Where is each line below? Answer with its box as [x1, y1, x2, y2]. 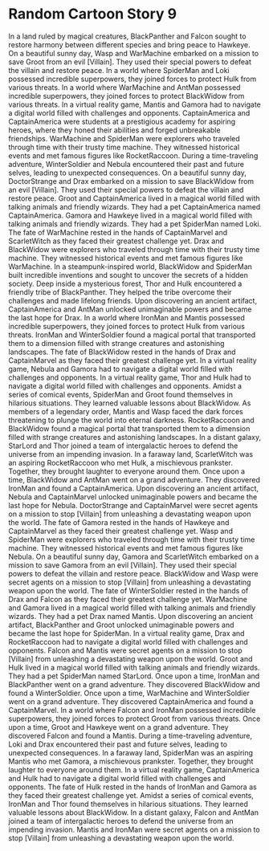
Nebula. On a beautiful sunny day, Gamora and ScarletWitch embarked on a [8, 552, 259, 561]
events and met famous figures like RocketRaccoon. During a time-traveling [8, 150, 259, 161]
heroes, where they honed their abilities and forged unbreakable [8, 125, 221, 135]
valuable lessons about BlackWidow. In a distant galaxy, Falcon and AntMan [8, 808, 259, 817]
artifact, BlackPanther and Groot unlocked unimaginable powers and [8, 620, 234, 629]
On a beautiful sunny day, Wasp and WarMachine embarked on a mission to [8, 48, 259, 58]
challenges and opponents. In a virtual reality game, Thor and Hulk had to [8, 373, 251, 382]
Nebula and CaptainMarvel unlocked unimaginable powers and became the [8, 491, 258, 502]
